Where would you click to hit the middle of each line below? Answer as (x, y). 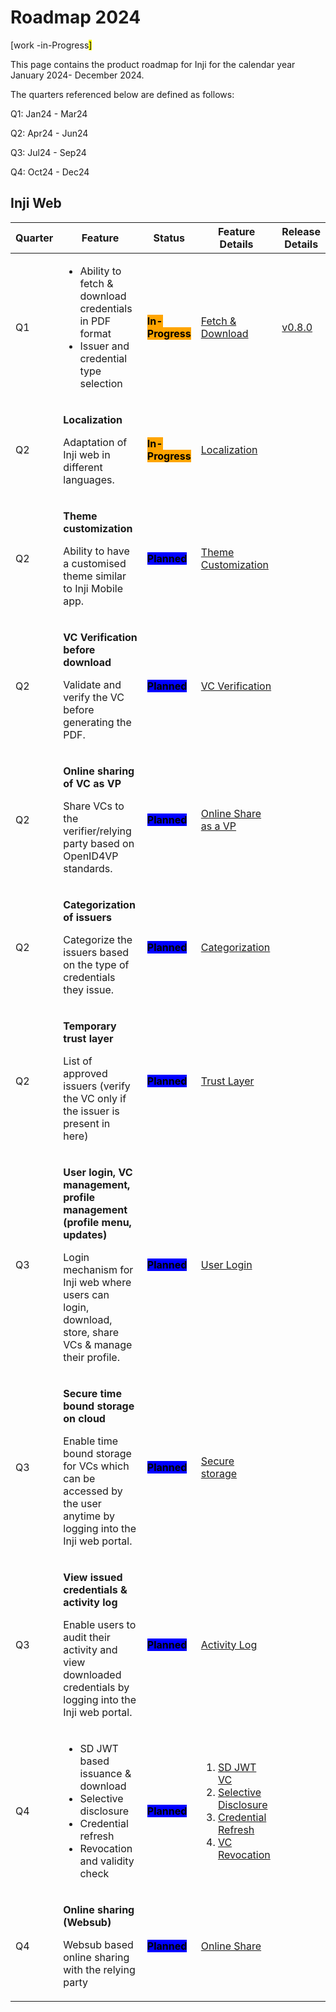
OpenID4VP (91, 856)
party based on (99, 843)
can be (79, 1478)
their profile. (91, 1357)
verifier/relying (97, 831)
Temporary (90, 1026)
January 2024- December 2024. (77, 75)
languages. (89, 479)
